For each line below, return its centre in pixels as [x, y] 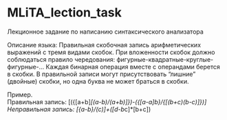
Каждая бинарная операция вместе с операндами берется [133, 67]
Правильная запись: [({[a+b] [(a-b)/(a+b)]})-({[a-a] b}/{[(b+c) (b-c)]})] [107, 101]
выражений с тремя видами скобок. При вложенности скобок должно [111, 52]
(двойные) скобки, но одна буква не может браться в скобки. [98, 81]
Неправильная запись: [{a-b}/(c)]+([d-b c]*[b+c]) [79, 109]
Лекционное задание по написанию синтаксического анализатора [106, 32]
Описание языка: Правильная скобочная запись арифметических [104, 45]
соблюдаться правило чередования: [61, 59]
